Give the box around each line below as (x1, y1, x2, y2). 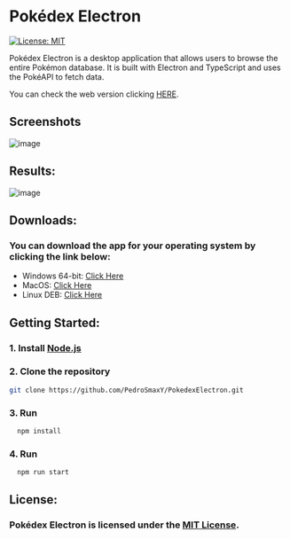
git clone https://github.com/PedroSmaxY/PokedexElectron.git (9, 386, 244, 394)
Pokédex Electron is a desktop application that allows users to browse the (9, 52, 278, 63)
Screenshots (9, 114, 82, 129)
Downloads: (9, 213, 77, 228)
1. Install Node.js (9, 341, 82, 354)
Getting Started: (9, 315, 100, 330)
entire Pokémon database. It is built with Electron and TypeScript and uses (9, 62, 281, 73)
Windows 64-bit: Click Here (21, 270, 124, 281)
